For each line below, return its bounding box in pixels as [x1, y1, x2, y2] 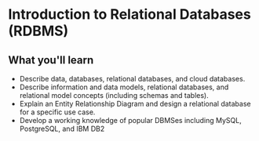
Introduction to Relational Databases [8, 5, 251, 23]
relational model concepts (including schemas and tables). [19, 91, 210, 99]
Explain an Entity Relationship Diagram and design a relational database [19, 99, 251, 108]
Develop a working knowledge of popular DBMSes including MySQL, [19, 116, 242, 125]
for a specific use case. [19, 107, 96, 117]
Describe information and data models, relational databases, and [19, 82, 229, 92]
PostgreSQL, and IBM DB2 [19, 124, 105, 133]
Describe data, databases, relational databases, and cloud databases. [19, 74, 246, 83]
